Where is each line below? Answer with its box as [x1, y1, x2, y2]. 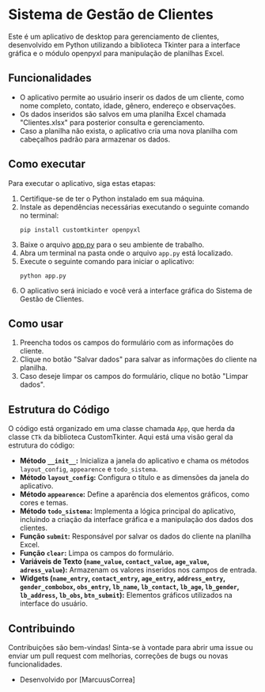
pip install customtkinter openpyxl [19, 225, 141, 234]
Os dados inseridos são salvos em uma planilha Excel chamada [19, 109, 227, 119]
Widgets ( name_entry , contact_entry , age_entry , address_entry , [19, 573, 225, 583]
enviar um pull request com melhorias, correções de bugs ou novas [8, 651, 229, 660]
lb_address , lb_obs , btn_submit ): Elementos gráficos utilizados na [19, 591, 233, 600]
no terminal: [19, 210, 59, 220]
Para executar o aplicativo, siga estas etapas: [8, 178, 156, 187]
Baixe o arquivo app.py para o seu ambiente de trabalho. [19, 240, 205, 249]
